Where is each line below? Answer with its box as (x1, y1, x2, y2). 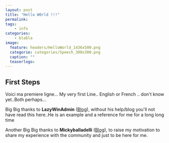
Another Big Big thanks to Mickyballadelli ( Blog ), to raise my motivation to (5, 127, 160, 133)
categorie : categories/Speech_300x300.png (10, 50, 101, 55)
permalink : (5, 17, 28, 22)
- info (14, 26, 28, 31)
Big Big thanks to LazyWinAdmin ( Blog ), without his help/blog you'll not (5, 107, 155, 113)
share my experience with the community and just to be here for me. (5, 132, 148, 138)
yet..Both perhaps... (5, 97, 47, 103)
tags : (5, 21, 17, 27)
